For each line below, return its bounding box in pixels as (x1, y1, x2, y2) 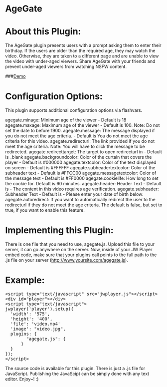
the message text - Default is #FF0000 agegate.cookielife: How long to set (5, 175, 159, 181)
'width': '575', (10, 311, 50, 317)
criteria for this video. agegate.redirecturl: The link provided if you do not (5, 138, 155, 144)
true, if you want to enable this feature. (5, 207, 85, 213)
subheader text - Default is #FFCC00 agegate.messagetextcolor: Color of (5, 170, 157, 176)
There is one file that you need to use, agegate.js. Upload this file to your (5, 241, 155, 247)
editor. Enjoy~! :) (5, 376, 39, 382)
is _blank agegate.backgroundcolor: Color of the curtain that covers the (5, 154, 152, 160)
